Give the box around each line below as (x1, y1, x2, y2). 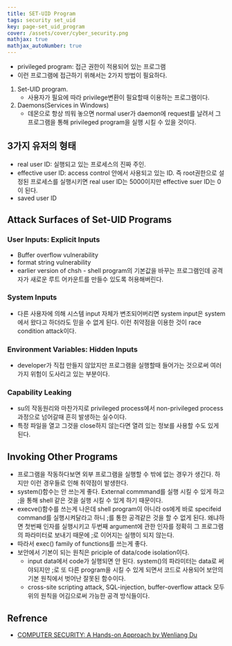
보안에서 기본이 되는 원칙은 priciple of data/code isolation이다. (17, 548, 190, 556)
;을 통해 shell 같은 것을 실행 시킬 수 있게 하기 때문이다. (17, 496, 163, 504)
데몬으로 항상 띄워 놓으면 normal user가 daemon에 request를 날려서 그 (27, 109, 222, 117)
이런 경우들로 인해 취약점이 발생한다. (30, 479, 129, 487)
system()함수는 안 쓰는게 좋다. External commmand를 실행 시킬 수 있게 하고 (17, 488, 225, 496)
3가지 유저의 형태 (7, 140, 76, 152)
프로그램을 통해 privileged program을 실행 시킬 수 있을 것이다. (27, 118, 197, 126)
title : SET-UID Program (7, 10, 76, 17)
